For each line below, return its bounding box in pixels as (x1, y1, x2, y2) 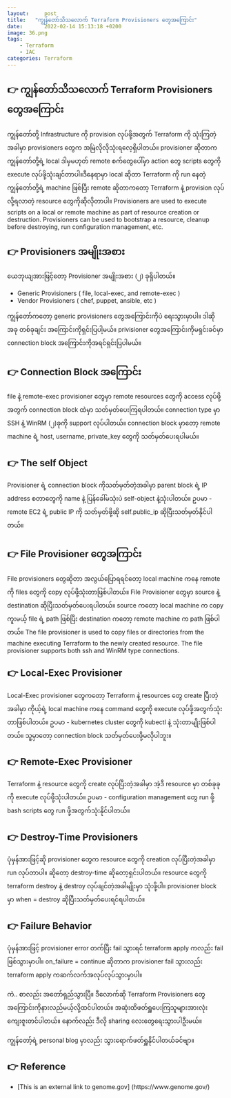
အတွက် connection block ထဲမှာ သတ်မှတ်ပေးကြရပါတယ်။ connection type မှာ (7, 406, 221, 414)
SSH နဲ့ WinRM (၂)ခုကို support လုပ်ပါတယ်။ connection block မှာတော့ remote (7, 419, 221, 428)
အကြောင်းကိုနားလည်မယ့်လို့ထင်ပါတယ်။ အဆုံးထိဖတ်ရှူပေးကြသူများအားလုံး (7, 1004, 208, 1012)
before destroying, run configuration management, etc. (7, 222, 163, 231)
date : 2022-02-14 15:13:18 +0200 (7, 23, 122, 30)
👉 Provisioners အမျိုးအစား (7, 246, 125, 257)
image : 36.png (7, 29, 48, 37)
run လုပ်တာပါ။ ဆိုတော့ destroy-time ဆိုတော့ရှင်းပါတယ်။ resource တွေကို (7, 868, 207, 877)
